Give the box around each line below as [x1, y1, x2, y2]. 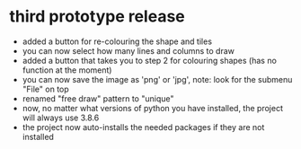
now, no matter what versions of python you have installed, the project [22, 102, 283, 113]
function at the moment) [22, 65, 112, 75]
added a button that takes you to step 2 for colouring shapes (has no [22, 55, 277, 66]
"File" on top [22, 83, 69, 94]
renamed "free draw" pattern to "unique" [22, 92, 174, 104]
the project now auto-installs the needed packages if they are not [22, 121, 265, 132]
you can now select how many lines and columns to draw [22, 45, 235, 56]
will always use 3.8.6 [22, 112, 100, 123]
